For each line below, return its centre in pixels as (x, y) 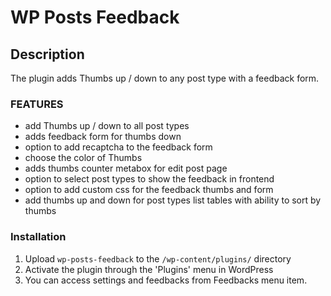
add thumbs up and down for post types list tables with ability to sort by (173, 200)
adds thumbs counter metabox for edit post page (126, 168)
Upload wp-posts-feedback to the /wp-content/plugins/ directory (158, 258)
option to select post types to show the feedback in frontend (149, 179)
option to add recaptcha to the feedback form (118, 147)
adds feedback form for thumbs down (103, 137)
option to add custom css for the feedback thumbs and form (149, 190)
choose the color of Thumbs (83, 158)
